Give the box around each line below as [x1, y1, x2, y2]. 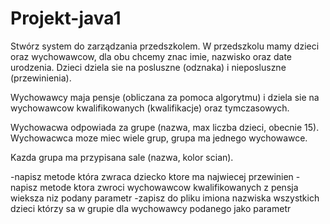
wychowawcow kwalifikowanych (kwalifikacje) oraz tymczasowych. [10, 102, 290, 114]
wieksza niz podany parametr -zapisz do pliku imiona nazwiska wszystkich [10, 192, 320, 204]
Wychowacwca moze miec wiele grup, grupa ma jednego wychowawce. [10, 132, 308, 144]
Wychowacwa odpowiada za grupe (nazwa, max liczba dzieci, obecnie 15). [10, 121, 320, 133]
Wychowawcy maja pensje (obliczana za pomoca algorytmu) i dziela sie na [10, 91, 320, 103]
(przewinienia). [10, 72, 72, 84]
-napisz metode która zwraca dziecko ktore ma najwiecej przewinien [10, 170, 294, 182]
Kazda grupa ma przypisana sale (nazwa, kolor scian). [10, 151, 234, 163]
